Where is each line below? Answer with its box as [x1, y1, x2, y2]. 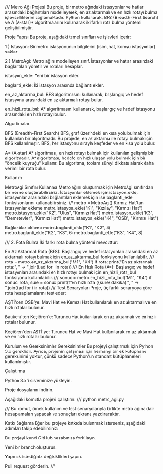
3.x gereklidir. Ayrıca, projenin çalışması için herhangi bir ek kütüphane [5, 349, 147, 354]
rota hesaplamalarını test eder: [5, 290, 66, 296]
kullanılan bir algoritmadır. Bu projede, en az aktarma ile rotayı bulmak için [5, 136, 153, 141]
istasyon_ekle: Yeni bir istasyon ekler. [5, 73, 80, 78]
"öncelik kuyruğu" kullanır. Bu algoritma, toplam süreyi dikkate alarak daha [5, 160, 154, 166]
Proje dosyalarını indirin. [5, 387, 54, 393]
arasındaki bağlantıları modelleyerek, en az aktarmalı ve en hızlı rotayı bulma [5, 9, 158, 15]
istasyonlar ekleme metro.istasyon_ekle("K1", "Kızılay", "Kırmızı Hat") [5, 205, 143, 211]
